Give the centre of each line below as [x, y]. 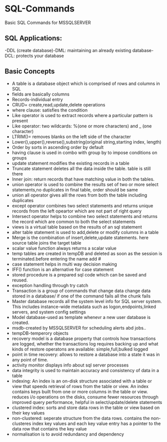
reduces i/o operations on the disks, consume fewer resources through [85, 397]
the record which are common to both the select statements [73, 221]
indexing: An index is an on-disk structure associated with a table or [82, 381]
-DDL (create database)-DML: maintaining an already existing [68, 50]
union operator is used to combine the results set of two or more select [85, 184]
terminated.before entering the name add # [56, 258]
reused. [20, 280]
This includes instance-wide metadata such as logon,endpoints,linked [84, 306]
